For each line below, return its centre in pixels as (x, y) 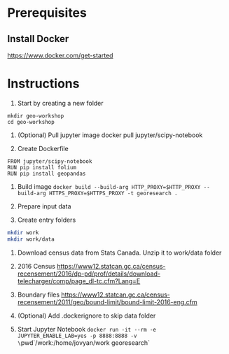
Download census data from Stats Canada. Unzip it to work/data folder (119, 253)
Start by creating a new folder (60, 103)
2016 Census (36, 266)
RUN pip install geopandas (47, 174)
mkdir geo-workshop (36, 116)
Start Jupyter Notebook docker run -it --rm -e (86, 329)
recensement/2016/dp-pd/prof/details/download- (89, 274)
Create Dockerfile (43, 148)
